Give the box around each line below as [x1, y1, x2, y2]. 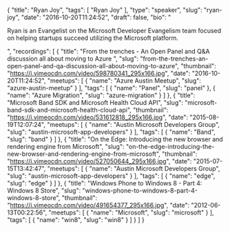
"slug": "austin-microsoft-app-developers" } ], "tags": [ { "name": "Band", [7, 128, 216, 136]
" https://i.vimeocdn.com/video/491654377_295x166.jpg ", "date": [7, 201, 190, 209]
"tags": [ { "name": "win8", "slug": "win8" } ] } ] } [7, 216, 145, 223]
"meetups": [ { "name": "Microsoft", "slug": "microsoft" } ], [48, 208, 215, 217]
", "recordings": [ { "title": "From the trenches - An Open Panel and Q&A [7, 48, 210, 55]
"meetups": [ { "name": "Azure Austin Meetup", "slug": [47, 77, 202, 85]
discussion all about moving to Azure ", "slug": [7, 54, 139, 63]
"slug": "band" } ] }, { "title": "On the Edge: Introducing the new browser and [7, 135, 224, 143]
